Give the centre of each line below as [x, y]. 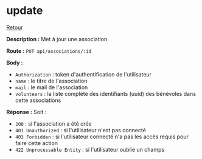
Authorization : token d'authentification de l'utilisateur [83, 74]
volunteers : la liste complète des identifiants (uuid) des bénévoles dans [106, 93]
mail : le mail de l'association [51, 87]
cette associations [38, 100]
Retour [15, 27]
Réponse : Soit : [26, 112]
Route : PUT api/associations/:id [49, 51]
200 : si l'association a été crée [54, 123]
